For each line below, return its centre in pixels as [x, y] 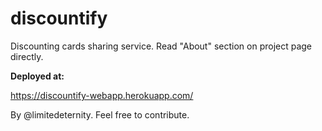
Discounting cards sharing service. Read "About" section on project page [161, 46]
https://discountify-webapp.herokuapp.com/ [102, 95]
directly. [27, 56]
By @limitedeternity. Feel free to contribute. [100, 114]
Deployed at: [37, 76]
